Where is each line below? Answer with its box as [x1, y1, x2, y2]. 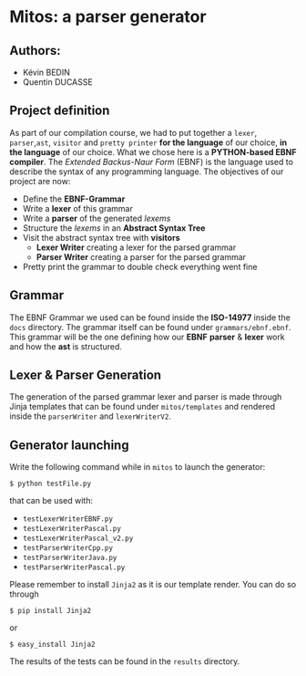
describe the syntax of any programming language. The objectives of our [9, 166, 284, 177]
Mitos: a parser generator [9, 6, 207, 27]
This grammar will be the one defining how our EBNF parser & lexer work [9, 331, 285, 342]
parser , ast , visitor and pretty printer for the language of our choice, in [9, 137, 288, 148]
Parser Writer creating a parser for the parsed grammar [36, 251, 247, 262]
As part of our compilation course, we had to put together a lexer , [9, 127, 258, 138]
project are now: [9, 175, 71, 186]
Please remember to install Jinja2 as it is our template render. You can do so [9, 579, 297, 590]
